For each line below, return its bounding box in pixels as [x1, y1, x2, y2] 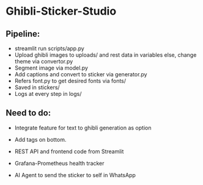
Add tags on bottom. [14, 136, 67, 143]
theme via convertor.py [14, 58, 73, 65]
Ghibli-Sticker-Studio [6, 4, 117, 18]
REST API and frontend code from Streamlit [14, 148, 124, 155]
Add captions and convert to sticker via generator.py [14, 71, 147, 78]
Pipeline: [6, 29, 40, 39]
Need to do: [6, 108, 51, 118]
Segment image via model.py [14, 64, 88, 71]
